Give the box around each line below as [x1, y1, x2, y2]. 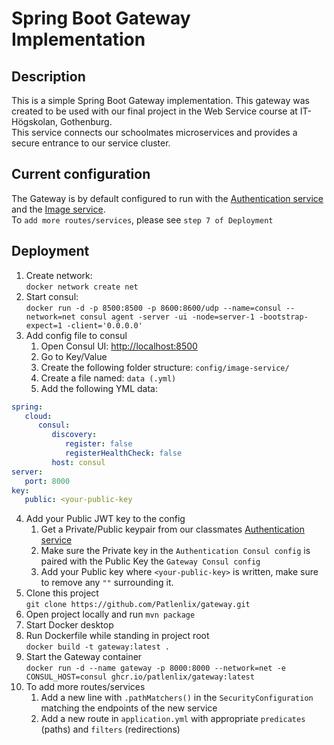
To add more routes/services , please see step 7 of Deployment [11, 213, 274, 226]
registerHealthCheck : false [64, 448, 183, 458]
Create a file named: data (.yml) [40, 372, 177, 384]
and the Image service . [11, 203, 106, 215]
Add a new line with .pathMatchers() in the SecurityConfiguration [40, 692, 314, 704]
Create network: [25, 269, 93, 281]
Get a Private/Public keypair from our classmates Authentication [40, 523, 305, 536]
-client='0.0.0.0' [66, 320, 143, 331]
